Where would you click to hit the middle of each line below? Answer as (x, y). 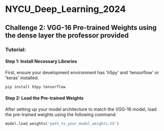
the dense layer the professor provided (67, 35)
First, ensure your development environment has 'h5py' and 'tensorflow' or (82, 72)
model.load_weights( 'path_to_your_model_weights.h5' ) (62, 124)
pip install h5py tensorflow (35, 87)
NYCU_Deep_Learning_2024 (66, 9)
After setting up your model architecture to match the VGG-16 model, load (81, 109)
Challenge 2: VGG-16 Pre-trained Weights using (81, 28)
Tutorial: (16, 49)
